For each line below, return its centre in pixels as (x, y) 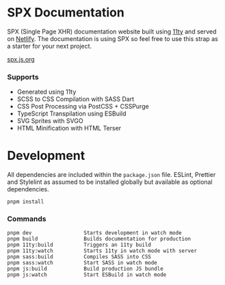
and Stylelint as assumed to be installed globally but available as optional (110, 182)
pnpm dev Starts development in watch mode (95, 233)
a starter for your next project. (50, 46)
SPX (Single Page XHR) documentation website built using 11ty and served (112, 31)
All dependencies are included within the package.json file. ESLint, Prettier (111, 175)
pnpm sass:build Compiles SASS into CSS (79, 257)
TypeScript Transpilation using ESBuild (71, 113)
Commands (27, 219)
